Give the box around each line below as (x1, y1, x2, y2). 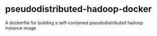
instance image (5, 25, 36, 31)
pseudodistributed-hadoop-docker (5, 3, 152, 15)
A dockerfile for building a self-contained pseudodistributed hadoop (5, 20, 144, 26)
